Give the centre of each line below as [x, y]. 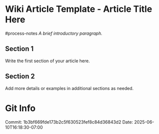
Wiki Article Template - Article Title [79, 9]
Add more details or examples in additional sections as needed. [69, 88]
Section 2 [20, 76]
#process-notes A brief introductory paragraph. [54, 33]
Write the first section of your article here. [48, 61]
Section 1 [19, 49]
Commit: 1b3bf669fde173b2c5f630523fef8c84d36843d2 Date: [69, 122]
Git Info [20, 108]
